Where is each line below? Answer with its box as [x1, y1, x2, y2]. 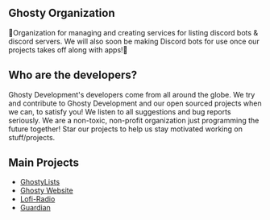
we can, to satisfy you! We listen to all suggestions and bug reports [8, 106, 231, 116]
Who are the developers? [8, 68, 138, 82]
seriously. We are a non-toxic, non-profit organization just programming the [8, 115, 260, 125]
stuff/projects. [8, 132, 56, 142]
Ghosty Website [19, 185, 74, 196]
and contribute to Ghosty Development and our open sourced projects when [8, 98, 262, 108]
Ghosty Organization [8, 6, 115, 20]
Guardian [19, 203, 51, 213]
